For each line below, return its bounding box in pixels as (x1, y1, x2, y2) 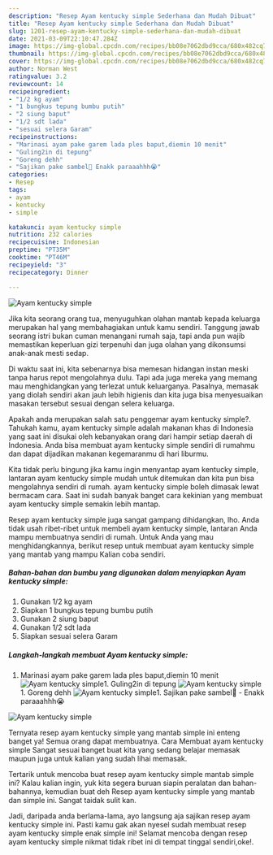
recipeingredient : (8, 87, 71, 96)
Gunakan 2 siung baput (19, 614, 99, 624)
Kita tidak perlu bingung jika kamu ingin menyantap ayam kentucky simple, (8, 464, 258, 474)
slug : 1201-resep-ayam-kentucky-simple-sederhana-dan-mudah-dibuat (8, 27, 242, 35)
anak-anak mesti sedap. (8, 348, 89, 358)
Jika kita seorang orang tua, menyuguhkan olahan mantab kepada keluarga (8, 314, 261, 323)
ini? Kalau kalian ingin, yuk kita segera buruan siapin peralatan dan (8, 778, 232, 788)
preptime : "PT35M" (8, 245, 71, 254)
